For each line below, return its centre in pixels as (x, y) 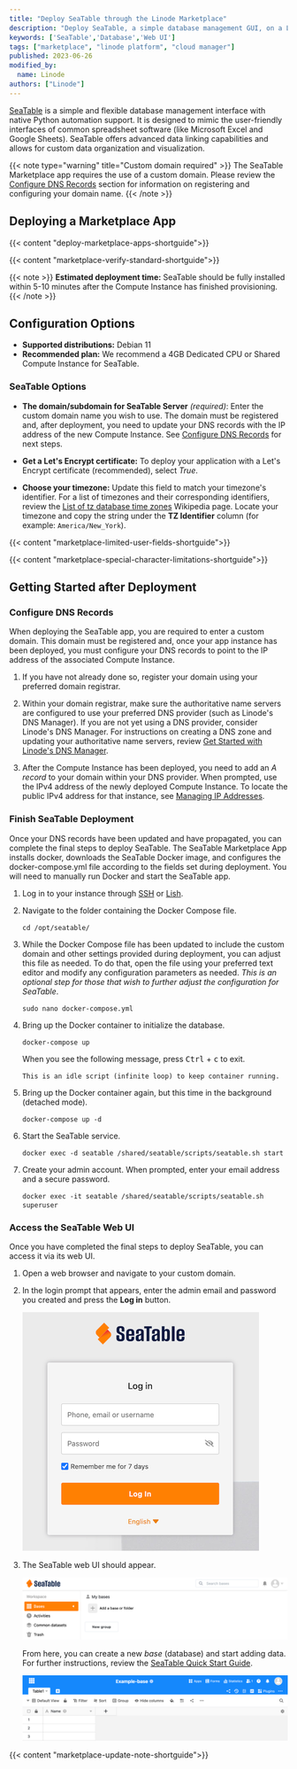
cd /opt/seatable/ (56, 927)
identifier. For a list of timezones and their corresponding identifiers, (145, 497)
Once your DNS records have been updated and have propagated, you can (145, 838)
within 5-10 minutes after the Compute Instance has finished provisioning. (144, 286)
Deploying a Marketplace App (93, 221)
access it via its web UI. (52, 1256)
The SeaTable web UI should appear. (89, 1564)
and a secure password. (66, 1179)
